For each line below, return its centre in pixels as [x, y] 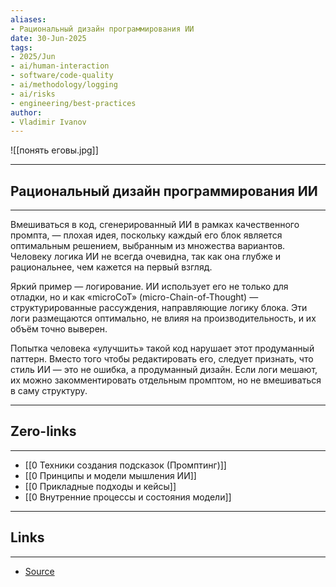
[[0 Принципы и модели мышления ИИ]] [110, 475]
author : [26, 112]
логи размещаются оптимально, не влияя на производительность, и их [163, 318]
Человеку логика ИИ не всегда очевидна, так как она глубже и [146, 257]
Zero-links [43, 431]
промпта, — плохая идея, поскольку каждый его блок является [146, 235]
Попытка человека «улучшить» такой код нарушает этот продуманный [162, 348]
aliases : [28, 19]
